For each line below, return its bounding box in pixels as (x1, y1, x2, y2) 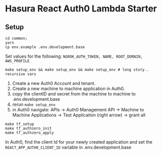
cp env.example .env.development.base (5, 45, 85, 50)
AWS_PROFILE (5, 59, 30, 64)
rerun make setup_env (12, 101, 56, 107)
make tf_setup (5, 122, 35, 127)
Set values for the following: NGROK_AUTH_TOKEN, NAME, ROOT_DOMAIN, (5, 53, 143, 59)
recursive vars (5, 72, 37, 77)
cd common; (5, 36, 28, 41)
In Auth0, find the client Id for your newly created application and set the (5, 139, 153, 145)
